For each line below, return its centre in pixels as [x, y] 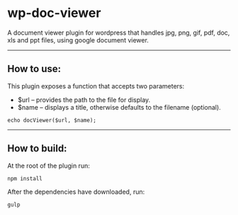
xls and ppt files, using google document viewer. [78, 40]
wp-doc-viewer [54, 13]
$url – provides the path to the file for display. [84, 100]
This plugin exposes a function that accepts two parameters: [96, 86]
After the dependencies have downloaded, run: [76, 192]
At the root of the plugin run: [49, 165]
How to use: [34, 69]
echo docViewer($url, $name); [52, 120]
